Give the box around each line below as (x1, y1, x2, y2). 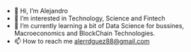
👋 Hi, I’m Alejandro (13, 7, 69, 15)
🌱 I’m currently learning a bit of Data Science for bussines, (13, 22, 185, 30)
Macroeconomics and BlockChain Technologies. (13, 29, 156, 37)
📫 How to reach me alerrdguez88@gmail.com (13, 37, 150, 45)
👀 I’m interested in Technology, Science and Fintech (13, 14, 166, 22)
